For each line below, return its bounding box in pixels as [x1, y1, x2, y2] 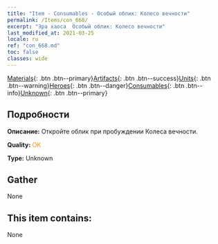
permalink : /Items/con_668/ [7, 17, 89, 24]
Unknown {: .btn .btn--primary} [20, 88, 108, 97]
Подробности [7, 109, 70, 121]
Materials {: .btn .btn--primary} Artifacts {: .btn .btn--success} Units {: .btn [7, 74, 211, 82]
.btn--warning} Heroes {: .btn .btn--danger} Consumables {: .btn [7, 81, 185, 90]
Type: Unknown [7, 153, 53, 162]
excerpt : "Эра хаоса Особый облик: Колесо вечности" [7, 23, 166, 30]
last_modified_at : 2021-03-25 [7, 29, 95, 37]
